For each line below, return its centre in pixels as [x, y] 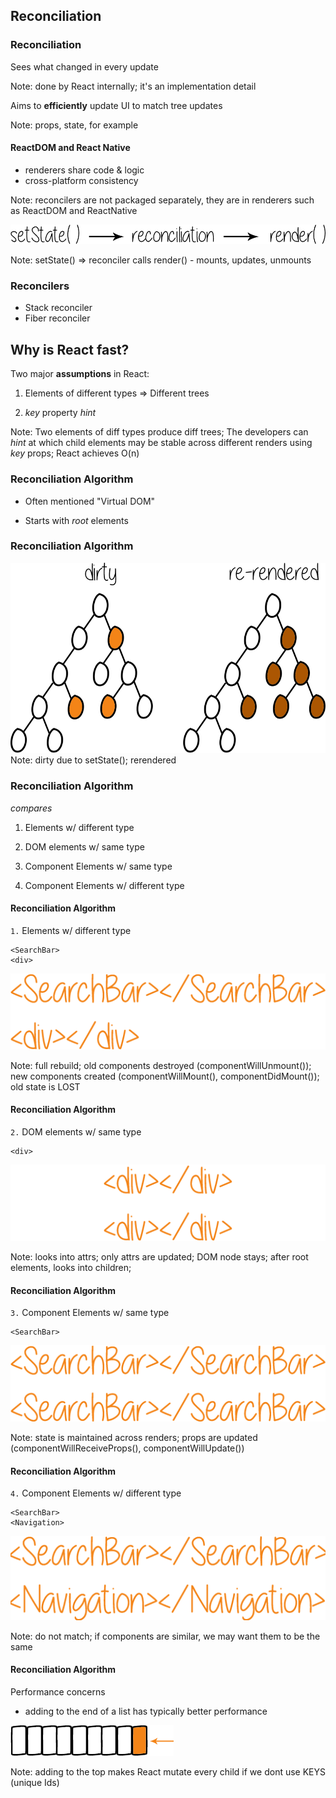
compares [31, 808]
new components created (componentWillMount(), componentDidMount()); [165, 1076]
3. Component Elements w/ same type [90, 1313]
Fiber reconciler [57, 318]
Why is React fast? [70, 349]
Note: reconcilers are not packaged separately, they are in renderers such [162, 200]
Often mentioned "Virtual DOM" [90, 501]
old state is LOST [45, 1086]
